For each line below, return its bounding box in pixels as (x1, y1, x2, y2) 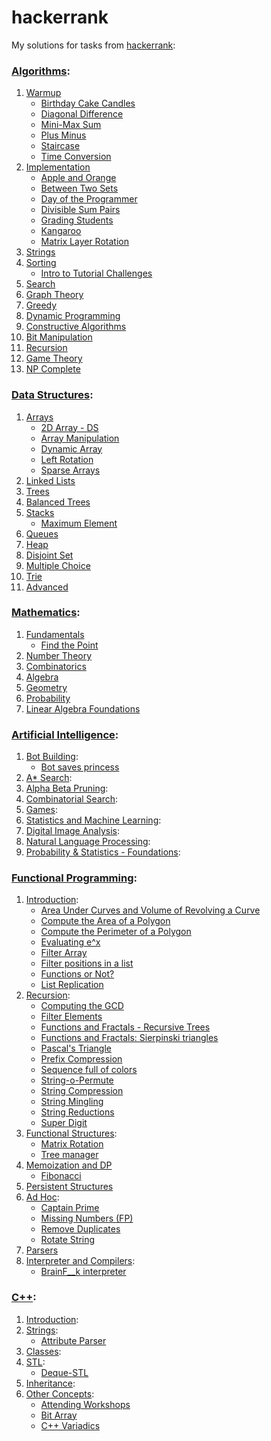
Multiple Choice (25, 559, 91, 571)
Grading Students (40, 214, 114, 226)
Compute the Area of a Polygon (40, 915, 171, 927)
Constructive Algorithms (25, 321, 127, 333)
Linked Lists (25, 474, 76, 486)
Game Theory (25, 352, 83, 365)
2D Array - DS (40, 421, 99, 433)
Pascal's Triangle (40, 1042, 113, 1055)
